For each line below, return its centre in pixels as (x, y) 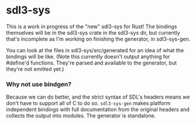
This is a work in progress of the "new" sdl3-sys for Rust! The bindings (92, 26)
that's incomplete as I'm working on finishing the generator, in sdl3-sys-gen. (98, 39)
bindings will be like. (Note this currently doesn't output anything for (88, 56)
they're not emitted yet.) (35, 69)
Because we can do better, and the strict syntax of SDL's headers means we (98, 97)
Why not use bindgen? (39, 84)
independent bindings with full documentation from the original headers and (98, 110)
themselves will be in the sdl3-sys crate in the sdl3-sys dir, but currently (93, 32)
